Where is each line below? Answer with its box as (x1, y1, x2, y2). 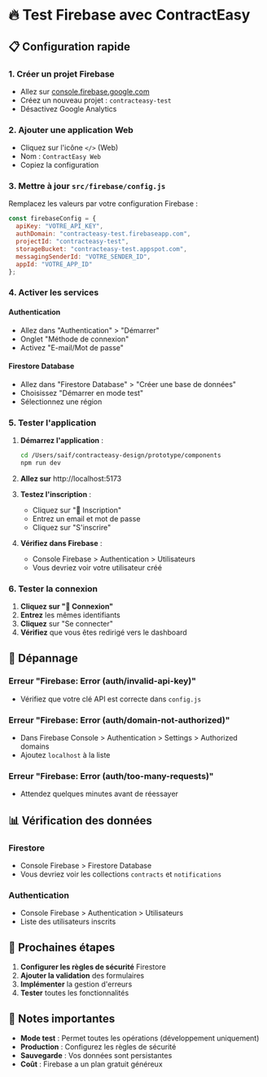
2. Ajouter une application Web (8, 124, 134, 135)
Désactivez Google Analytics (20, 103, 117, 113)
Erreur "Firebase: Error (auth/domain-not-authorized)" (8, 714, 230, 726)
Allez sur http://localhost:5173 (20, 473, 122, 483)
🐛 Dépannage (8, 651, 79, 665)
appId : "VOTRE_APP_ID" (15, 260, 93, 268)
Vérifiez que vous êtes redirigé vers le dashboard (20, 627, 187, 637)
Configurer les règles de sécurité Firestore (20, 962, 167, 972)
